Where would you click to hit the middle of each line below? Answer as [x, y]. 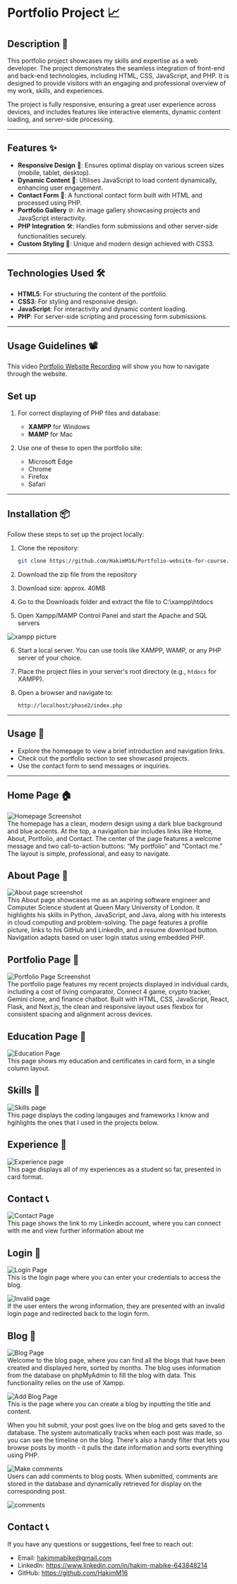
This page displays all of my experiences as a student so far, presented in [114, 1169]
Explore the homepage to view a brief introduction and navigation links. [121, 751]
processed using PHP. [50, 202]
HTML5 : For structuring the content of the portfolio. [92, 294]
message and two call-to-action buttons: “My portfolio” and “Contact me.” [115, 846]
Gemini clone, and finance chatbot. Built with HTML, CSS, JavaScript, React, [118, 999]
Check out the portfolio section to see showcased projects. [103, 758]
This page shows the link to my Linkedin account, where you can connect [114, 1223]
